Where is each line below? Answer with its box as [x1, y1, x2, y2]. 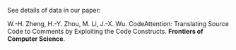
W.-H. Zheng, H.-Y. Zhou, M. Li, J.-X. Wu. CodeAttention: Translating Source [7, 20, 230, 27]
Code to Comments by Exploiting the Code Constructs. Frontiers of [7, 27, 203, 35]
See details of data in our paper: [7, 6, 101, 14]
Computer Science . [7, 35, 66, 43]
